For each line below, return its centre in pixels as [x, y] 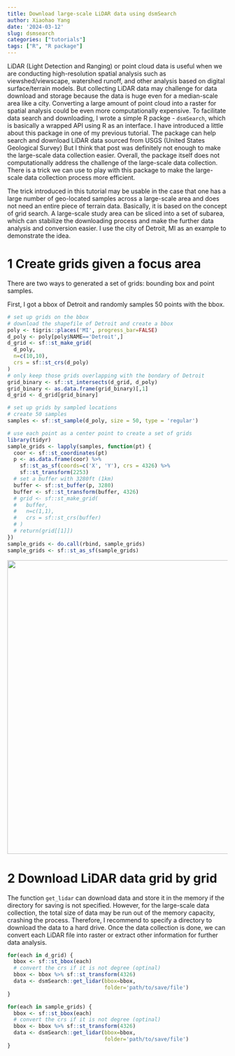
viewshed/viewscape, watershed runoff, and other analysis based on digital [116, 81]
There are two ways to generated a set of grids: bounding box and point [111, 283]
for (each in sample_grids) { [50, 1007]
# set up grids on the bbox [48, 317]
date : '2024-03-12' [36, 27]
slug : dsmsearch [31, 33]
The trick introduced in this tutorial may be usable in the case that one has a [116, 191]
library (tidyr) [29, 440]
